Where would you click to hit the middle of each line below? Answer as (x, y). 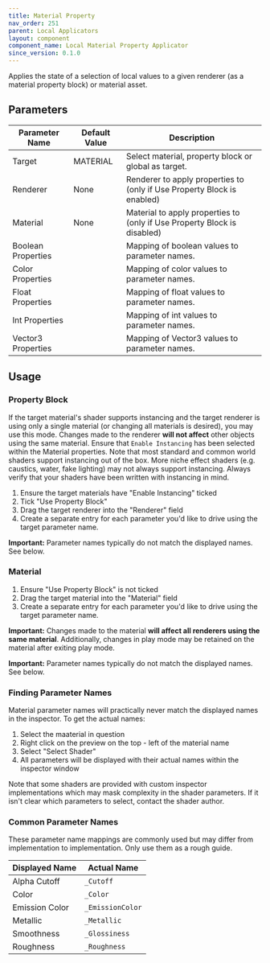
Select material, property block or (189, 156)
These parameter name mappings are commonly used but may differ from (131, 840)
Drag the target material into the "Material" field (99, 598)
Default (96, 132)
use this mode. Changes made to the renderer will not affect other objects (131, 434)
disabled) (144, 233)
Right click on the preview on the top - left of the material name (125, 743)
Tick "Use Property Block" (63, 501)
